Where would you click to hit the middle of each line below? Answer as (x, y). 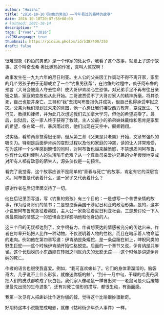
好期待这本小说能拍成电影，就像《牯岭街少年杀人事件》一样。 (67, 307)
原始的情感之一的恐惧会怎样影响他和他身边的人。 (63, 217)
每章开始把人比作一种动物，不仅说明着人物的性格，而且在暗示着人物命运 (86, 233)
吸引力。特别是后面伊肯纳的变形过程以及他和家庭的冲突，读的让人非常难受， (82, 143)
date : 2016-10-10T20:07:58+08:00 (39, 19)
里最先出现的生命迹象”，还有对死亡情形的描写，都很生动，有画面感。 (74, 287)
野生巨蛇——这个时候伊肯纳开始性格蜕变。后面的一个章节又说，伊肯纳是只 (80, 245)
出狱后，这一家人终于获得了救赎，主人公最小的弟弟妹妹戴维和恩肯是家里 (86, 120)
